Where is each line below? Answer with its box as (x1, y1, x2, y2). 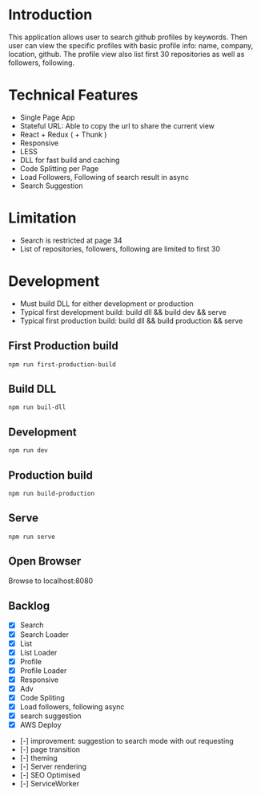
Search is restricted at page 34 (19, 235, 122, 245)
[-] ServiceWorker (19, 779, 80, 789)
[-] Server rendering (19, 761, 86, 772)
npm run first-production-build (8, 360, 116, 369)
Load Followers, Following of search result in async (19, 172, 190, 182)
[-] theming (19, 753, 58, 763)
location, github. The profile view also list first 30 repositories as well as (8, 49, 245, 59)
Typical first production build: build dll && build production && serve (19, 316, 243, 325)
